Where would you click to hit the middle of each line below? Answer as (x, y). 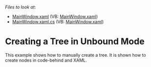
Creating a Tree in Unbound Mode (75, 42)
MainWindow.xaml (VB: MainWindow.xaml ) (55, 16)
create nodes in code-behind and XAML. (46, 60)
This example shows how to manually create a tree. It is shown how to (75, 55)
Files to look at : (21, 7)
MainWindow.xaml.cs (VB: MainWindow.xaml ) (58, 22)
